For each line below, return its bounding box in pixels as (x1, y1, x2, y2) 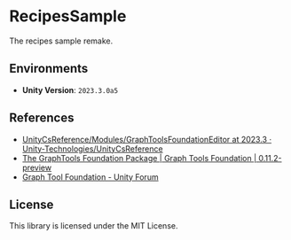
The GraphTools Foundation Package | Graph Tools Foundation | (21, 152, 257, 163)
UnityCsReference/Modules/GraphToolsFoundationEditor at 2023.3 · (21, 134, 272, 144)
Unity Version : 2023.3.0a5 (21, 84, 118, 95)
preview (21, 162, 51, 173)
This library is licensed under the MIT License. (9, 221, 178, 231)
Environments (9, 61, 89, 76)
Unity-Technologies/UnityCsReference (21, 143, 163, 154)
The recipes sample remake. (9, 35, 114, 46)
